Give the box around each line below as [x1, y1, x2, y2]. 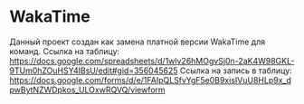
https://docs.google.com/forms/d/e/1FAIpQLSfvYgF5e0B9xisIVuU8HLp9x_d [9, 74, 291, 85]
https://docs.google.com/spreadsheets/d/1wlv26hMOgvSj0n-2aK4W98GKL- [9, 55, 295, 66]
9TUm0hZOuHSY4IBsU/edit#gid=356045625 [9, 65, 178, 76]
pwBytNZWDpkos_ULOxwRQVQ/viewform [9, 84, 166, 95]
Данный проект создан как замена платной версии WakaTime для [9, 36, 265, 47]
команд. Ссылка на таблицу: [9, 45, 120, 56]
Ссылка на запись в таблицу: [179, 65, 292, 76]
